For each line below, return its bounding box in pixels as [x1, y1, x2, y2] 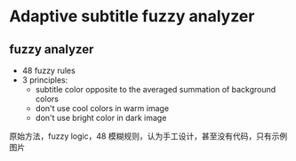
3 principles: [21, 75, 68, 85]
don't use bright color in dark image [35, 113, 167, 123]
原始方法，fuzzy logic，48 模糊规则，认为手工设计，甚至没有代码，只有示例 [9, 131, 288, 141]
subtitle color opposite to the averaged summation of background [35, 85, 276, 94]
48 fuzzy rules [21, 65, 76, 76]
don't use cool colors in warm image [35, 103, 170, 113]
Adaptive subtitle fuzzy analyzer [9, 6, 255, 27]
